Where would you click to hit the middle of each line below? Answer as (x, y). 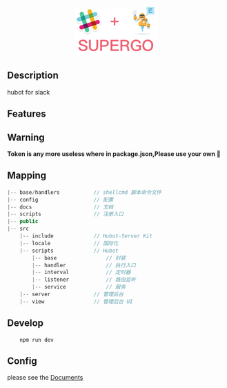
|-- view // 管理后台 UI (76, 301)
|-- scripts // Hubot (69, 251)
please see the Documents (45, 378)
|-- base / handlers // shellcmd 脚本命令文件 (85, 192)
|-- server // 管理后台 (72, 294)
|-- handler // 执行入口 (84, 265)
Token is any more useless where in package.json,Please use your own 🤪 (114, 154)
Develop (25, 323)
